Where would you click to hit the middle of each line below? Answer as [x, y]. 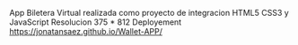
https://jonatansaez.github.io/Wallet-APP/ [86, 31]
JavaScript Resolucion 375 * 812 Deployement [96, 22]
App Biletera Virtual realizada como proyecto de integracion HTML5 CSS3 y [149, 13]
